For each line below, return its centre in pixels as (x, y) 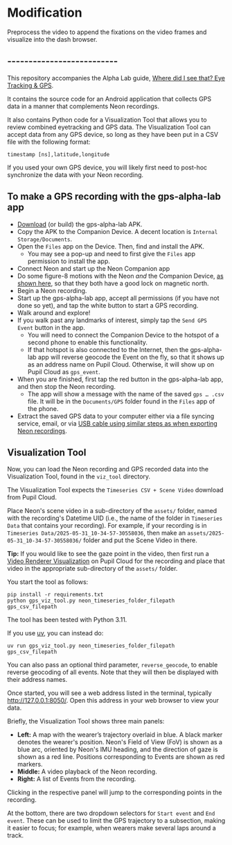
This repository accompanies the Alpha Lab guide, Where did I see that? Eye (116, 78)
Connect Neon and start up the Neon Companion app (93, 268)
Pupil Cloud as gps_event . (64, 371)
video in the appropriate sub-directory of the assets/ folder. (92, 569)
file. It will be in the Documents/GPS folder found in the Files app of (121, 401)
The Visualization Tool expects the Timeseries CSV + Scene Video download (115, 490)
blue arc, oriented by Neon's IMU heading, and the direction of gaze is (117, 750)
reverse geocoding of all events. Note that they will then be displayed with (113, 672)
